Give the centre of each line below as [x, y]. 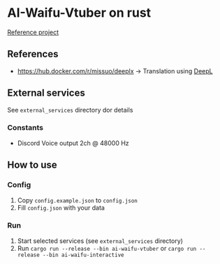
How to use [32, 165]
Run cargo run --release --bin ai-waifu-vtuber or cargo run [107, 248]
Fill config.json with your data [61, 207]
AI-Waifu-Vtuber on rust [79, 13]
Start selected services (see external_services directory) [100, 241]
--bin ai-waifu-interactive [83, 255]
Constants [25, 128]
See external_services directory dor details [70, 110]
